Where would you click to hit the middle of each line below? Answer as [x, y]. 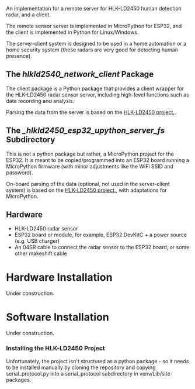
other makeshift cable [41, 253]
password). [20, 173]
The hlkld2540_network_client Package [80, 75]
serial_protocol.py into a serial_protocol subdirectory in [72, 373]
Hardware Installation [59, 277]
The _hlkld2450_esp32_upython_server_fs [86, 131]
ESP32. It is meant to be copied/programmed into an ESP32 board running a [98, 160]
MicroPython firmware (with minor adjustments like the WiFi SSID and [90, 166]
